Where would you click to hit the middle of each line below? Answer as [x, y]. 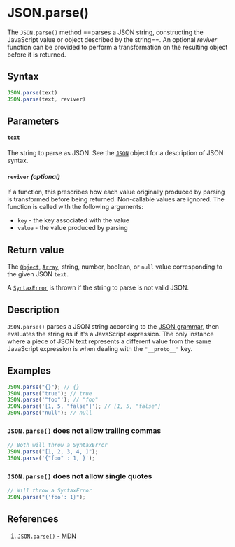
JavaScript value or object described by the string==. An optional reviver [112, 39]
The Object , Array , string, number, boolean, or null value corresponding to [115, 267]
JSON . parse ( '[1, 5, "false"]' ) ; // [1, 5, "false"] [84, 406]
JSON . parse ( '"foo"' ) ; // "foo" [53, 400]
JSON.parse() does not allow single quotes [80, 476]
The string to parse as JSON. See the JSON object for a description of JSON [115, 153]
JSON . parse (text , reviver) [47, 99]
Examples [29, 371]
